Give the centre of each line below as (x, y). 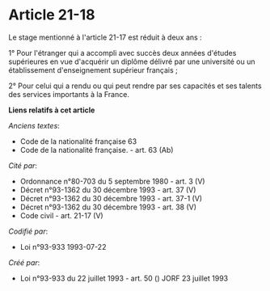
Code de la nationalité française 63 (78, 141)
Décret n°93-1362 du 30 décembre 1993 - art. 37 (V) (108, 190)
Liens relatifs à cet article (52, 110)
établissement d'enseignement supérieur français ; (93, 70)
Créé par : (24, 262)
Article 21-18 (52, 15)
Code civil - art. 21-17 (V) (61, 215)
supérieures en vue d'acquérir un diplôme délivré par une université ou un (132, 61)
